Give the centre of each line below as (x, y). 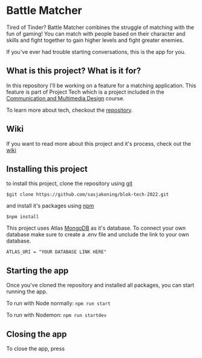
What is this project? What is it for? (74, 71)
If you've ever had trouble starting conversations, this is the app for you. (96, 51)
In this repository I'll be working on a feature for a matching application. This (101, 85)
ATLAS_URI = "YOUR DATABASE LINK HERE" (57, 252)
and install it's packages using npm (50, 206)
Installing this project (47, 169)
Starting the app (37, 271)
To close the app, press (36, 349)
